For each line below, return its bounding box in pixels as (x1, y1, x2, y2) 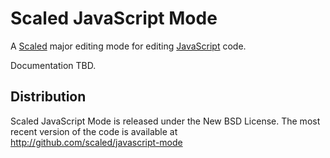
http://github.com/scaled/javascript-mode (10, 136, 183, 148)
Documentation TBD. (10, 59, 97, 71)
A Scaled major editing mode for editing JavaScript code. (10, 40, 247, 52)
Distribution (10, 88, 87, 106)
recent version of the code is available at (10, 125, 178, 137)
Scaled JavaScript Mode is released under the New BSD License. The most (10, 115, 321, 127)
